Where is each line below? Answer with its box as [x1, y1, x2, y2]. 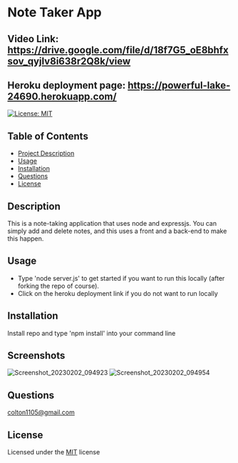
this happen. [7, 234, 44, 243]
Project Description [17, 149, 75, 158]
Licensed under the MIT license [7, 448, 100, 457]
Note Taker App [7, 4, 102, 21]
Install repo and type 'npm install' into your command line [7, 329, 176, 337]
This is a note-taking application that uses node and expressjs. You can [7, 219, 217, 228]
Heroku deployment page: [7, 79, 126, 91]
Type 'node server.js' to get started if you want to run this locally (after [17, 274, 225, 282]
